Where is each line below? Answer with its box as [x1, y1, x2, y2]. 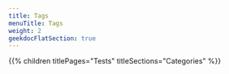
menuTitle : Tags [8, 19, 63, 27]
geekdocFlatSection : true [8, 34, 96, 43]
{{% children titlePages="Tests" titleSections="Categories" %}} [8, 56, 222, 66]
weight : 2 [8, 27, 42, 35]
